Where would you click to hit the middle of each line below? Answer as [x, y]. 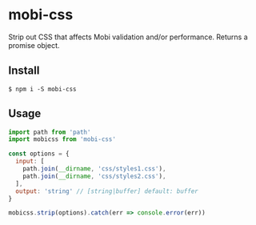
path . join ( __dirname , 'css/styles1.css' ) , [94, 169]
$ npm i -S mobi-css [43, 89]
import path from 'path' [50, 132]
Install [24, 71]
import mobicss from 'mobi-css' [62, 139]
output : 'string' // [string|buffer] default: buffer [107, 191]
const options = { [39, 154]
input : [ [30, 162]
